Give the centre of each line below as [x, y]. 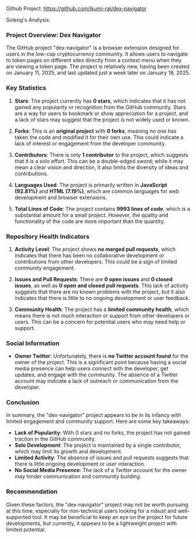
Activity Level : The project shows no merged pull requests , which [95, 249]
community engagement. [45, 268]
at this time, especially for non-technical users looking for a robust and [91, 511]
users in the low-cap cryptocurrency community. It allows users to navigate [97, 54]
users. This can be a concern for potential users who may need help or [100, 322]
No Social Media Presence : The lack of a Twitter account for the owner [101, 470]
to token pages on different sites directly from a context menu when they [94, 60]
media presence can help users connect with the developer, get [91, 369]
